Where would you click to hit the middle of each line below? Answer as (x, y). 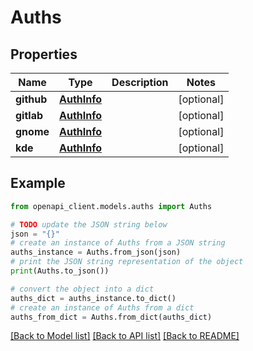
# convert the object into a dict (82, 289)
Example (38, 183)
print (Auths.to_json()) (60, 271)
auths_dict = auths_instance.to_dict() (93, 298)
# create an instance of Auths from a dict (102, 307)
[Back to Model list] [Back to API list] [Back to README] (125, 336)
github (31, 99)
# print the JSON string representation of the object (127, 262)
